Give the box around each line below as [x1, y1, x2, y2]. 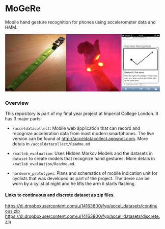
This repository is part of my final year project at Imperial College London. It [5, 111, 159, 116]
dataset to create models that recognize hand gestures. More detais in [12, 156, 155, 161]
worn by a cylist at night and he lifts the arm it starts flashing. [12, 181, 136, 186]
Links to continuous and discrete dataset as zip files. [5, 192, 115, 198]
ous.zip [5, 208, 20, 214]
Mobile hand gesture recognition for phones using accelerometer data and [5, 19, 156, 25]
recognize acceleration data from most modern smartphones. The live [12, 131, 154, 137]
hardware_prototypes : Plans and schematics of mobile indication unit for [12, 170, 158, 176]
